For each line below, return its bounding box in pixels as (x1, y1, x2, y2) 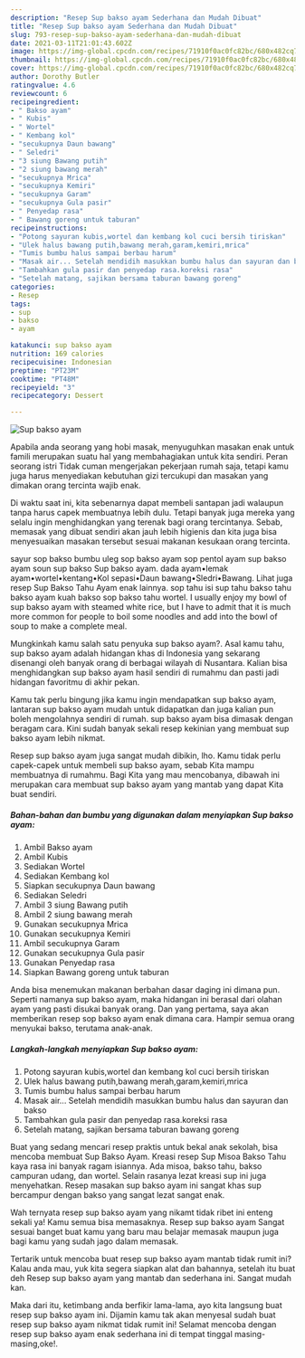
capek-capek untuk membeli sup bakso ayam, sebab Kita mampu (10, 760, 254, 771)
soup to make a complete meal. (10, 621, 128, 632)
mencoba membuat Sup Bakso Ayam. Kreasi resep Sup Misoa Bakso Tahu (10, 1151, 287, 1163)
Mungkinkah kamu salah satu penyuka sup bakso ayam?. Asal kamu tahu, (10, 639, 285, 650)
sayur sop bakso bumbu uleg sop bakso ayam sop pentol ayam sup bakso (10, 554, 287, 565)
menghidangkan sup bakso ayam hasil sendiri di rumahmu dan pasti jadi (10, 667, 280, 679)
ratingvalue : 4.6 (10, 81, 76, 90)
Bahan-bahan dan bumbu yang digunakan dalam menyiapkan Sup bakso (10, 809, 293, 820)
